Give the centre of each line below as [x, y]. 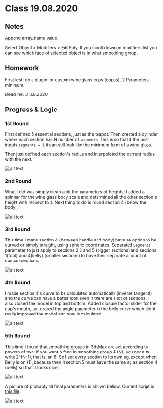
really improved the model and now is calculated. [54, 314]
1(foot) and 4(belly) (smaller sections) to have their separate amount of [76, 256]
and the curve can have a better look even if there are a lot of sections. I [77, 298]
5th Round [17, 336]
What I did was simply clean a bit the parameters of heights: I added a [75, 192]
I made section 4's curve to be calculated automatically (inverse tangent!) [79, 293]
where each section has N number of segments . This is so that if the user [77, 139]
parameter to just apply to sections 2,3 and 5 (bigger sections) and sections [81, 250]
